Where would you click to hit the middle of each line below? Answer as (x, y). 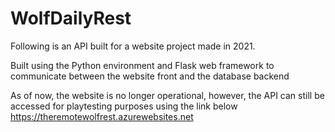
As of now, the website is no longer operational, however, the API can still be (167, 95)
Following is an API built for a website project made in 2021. (133, 46)
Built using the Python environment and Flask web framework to (142, 65)
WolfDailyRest (71, 18)
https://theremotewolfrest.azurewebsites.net (102, 116)
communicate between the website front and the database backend (150, 76)
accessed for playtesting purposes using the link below (124, 106)
